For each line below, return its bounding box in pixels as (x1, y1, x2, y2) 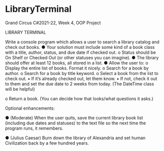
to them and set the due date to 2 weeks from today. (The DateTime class (5, 80, 154, 87)
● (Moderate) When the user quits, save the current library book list (5, 114, 143, 120)
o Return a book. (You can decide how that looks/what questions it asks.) (5, 95, 154, 102)
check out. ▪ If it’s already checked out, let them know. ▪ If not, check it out (5, 75, 158, 81)
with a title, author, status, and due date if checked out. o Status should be (5, 49, 156, 55)
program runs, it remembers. (5, 125, 64, 131)
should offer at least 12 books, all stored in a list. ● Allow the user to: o (5, 60, 149, 66)
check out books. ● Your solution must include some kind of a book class (5, 44, 155, 50)
